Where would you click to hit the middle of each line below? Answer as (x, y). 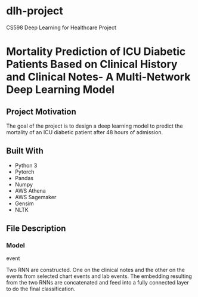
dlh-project (35, 11)
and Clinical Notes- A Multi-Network (98, 77)
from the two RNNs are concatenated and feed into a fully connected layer (98, 283)
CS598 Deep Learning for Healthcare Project (61, 27)
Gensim (24, 203)
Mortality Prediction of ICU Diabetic (96, 52)
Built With (25, 151)
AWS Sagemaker (35, 197)
